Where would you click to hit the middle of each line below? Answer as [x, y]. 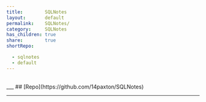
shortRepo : [20, 46]
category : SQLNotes [37, 29]
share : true [31, 40]
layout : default [35, 18]
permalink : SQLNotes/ [38, 23]
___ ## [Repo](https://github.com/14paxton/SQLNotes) [75, 87]
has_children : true [31, 35]
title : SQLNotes [37, 12]
